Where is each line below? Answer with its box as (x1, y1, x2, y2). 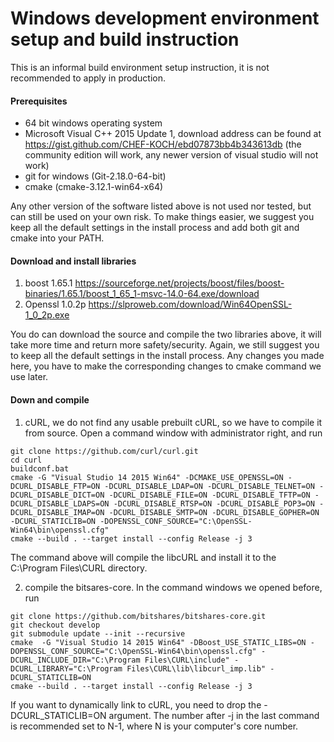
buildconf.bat (10, 463, 70, 474)
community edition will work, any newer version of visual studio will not (24, 149, 319, 161)
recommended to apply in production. (10, 72, 166, 84)
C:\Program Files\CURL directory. (10, 562, 148, 574)
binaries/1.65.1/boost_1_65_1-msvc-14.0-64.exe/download (24, 288, 260, 300)
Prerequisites (10, 95, 68, 107)
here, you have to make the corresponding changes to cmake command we (10, 360, 322, 372)
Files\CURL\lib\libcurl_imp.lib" (126, 663, 267, 674)
